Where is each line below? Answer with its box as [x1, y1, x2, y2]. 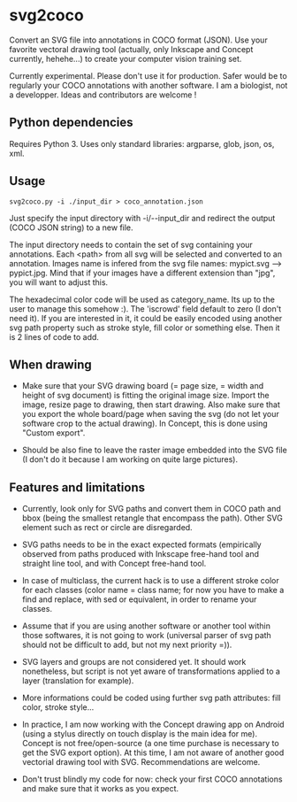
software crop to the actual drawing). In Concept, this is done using [21, 418, 268, 429]
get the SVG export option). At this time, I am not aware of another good [21, 747, 285, 758]
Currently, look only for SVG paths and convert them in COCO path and [21, 504, 281, 514]
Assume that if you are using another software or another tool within [21, 621, 271, 631]
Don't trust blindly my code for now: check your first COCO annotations [21, 774, 283, 784]
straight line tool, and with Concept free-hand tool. [21, 559, 207, 569]
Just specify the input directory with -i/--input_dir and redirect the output [9, 212, 276, 223]
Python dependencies [9, 115, 134, 130]
